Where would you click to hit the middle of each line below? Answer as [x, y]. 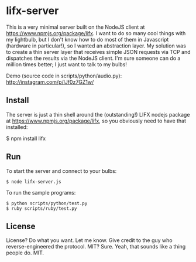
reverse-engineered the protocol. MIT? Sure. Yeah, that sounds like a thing [96, 247]
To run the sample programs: [41, 192]
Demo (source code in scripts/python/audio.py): [64, 76]
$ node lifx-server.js [34, 182]
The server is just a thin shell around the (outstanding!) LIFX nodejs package [98, 114]
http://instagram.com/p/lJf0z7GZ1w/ [50, 82]
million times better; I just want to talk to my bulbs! [67, 64]
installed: [17, 127]
